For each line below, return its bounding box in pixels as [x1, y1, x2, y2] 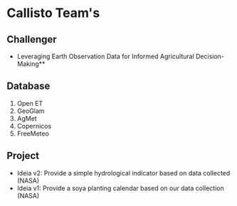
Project [6, 150, 40, 162]
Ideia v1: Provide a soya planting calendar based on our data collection [16, 183, 225, 193]
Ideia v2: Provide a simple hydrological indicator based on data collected [16, 168, 231, 177]
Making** [16, 60, 46, 68]
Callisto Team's [6, 5, 100, 21]
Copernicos [16, 121, 52, 130]
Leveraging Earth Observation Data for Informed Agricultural [16, 52, 195, 60]
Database [6, 80, 51, 92]
